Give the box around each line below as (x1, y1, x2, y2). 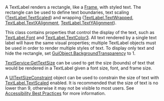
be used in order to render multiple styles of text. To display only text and (5, 45, 155, 51)
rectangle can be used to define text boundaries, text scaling (5, 9, 129, 15)
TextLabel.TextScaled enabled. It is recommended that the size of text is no (5, 80, 159, 86)
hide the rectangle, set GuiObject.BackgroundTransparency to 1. (5, 50, 136, 56)
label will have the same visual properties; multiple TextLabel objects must (5, 40, 157, 46)
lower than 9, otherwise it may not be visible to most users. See (5, 85, 134, 91)
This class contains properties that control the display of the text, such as (5, 30, 155, 35)
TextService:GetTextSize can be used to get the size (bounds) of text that (5, 60, 155, 66)
